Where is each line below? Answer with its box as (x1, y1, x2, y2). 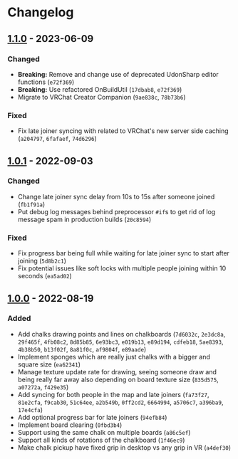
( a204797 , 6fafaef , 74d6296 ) (17, 134, 98, 143)
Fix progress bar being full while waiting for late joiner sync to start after (17, 249, 230, 258)
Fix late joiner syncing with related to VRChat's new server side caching (17, 127, 229, 135)
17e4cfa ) (17, 405, 43, 413)
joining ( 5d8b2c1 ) (17, 257, 66, 265)
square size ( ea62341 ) (17, 360, 81, 369)
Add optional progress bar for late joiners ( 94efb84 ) (17, 413, 167, 421)
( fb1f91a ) (17, 200, 46, 209)
